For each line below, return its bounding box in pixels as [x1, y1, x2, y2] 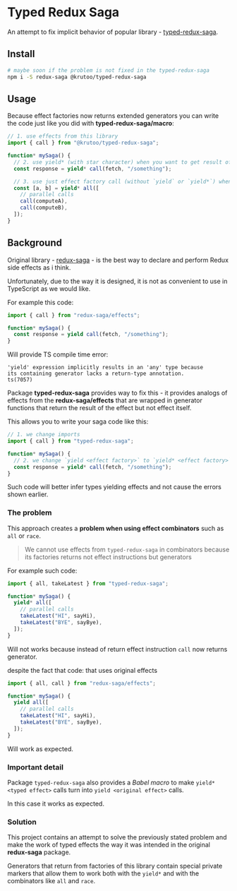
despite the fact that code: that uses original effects [7, 666, 157, 674]
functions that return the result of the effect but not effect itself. [7, 404, 192, 412]
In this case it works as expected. [7, 799, 104, 808]
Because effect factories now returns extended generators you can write [7, 112, 219, 120]
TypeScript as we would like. [7, 284, 91, 293]
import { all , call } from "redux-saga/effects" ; [7, 679, 157, 687]
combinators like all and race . [7, 877, 96, 885]
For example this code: [7, 298, 74, 306]
